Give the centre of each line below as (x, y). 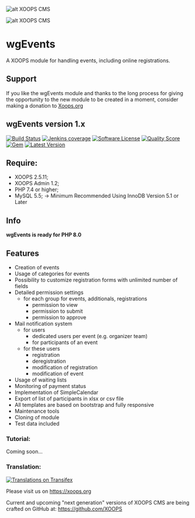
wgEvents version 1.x (46, 124)
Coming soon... (24, 452)
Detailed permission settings (49, 292)
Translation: (24, 467)
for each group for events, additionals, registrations (85, 299)
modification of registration (65, 367)
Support (21, 79)
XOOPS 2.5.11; (31, 177)
